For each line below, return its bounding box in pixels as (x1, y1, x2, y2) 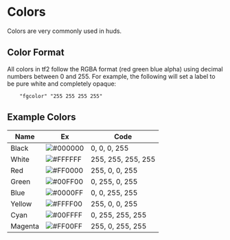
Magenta (10, 221, 40, 230)
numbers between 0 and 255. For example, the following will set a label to (7, 72, 216, 80)
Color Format (7, 47, 65, 58)
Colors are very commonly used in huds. (7, 27, 122, 35)
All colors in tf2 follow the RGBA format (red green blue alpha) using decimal (7, 64, 223, 73)
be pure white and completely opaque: (7, 80, 117, 88)
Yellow (10, 199, 32, 208)
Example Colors (7, 111, 76, 123)
